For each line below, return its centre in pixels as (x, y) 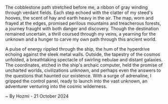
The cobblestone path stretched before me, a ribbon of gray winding (76, 7)
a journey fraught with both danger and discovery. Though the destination (82, 29)
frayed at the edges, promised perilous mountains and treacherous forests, (83, 23)
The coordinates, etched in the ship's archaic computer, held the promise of (84, 65)
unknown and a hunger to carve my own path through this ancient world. (81, 39)
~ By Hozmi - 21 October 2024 (37, 96)
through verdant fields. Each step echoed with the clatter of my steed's (79, 13)
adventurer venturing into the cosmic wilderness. (56, 86)
